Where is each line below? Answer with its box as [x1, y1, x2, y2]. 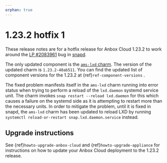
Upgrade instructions [5, 129, 74, 137]
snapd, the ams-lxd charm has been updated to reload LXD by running [5, 108, 151, 114]
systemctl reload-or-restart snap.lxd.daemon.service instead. [5, 114, 139, 120]
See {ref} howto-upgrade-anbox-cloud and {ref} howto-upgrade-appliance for [5, 142, 160, 148]
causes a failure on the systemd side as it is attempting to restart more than [5, 98, 163, 104]
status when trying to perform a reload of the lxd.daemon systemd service [5, 87, 158, 93]
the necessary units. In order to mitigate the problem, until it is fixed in [5, 103, 151, 109]
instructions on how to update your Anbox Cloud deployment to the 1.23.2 [5, 147, 159, 153]
